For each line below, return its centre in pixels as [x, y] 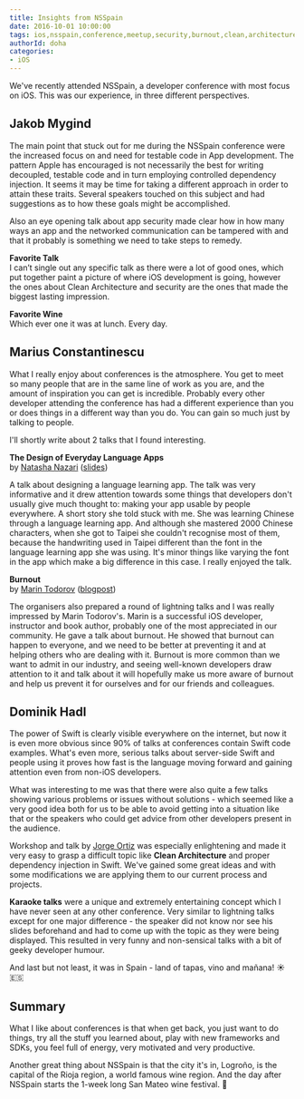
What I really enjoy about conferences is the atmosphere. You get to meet [147, 374]
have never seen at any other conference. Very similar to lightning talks [142, 911]
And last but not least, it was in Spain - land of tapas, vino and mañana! [142, 968]
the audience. [35, 828]
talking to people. [42, 422]
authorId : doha [38, 43]
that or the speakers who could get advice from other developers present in [151, 819]
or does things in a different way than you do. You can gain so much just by [150, 413]
